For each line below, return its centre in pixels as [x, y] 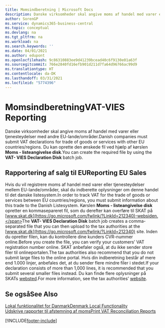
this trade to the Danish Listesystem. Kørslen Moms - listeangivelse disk [79, 206]
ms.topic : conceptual [27, 28]
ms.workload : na [22, 42]
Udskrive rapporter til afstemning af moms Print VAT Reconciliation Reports [81, 311]
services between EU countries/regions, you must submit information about [82, 200]
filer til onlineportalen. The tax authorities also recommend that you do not [79, 253]
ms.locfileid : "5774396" [30, 83]
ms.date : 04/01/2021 [26, 51]
